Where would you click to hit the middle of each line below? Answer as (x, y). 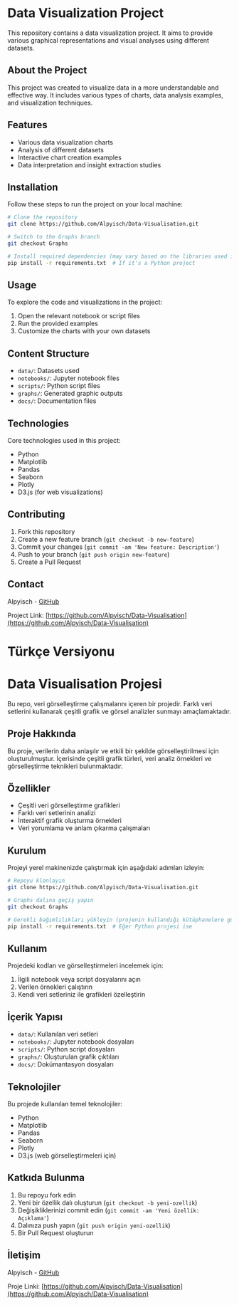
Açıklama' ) (33, 1217)
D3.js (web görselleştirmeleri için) (67, 1155)
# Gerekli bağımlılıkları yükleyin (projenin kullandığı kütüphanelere (116, 920)
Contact (26, 584)
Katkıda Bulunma (46, 1178)
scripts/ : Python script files (59, 386)
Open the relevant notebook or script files (79, 316)
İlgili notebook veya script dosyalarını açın (79, 980)
